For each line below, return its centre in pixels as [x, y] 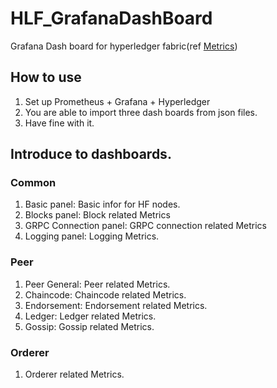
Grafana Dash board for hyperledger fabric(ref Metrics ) [124, 46]
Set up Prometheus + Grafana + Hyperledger [117, 101]
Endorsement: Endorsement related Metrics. [116, 305]
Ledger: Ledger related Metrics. [90, 316]
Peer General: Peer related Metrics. [97, 284]
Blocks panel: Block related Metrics [97, 215]
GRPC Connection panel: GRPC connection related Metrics [145, 226]
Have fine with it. [59, 123]
